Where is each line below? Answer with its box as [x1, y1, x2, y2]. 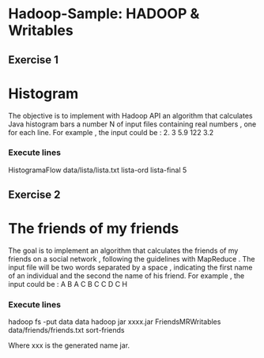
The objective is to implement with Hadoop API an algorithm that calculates [8, 111, 253, 120]
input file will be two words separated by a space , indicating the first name [8, 262, 253, 273]
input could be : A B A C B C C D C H [8, 280, 128, 289]
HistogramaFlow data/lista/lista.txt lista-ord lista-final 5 [8, 165, 187, 175]
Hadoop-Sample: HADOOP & [8, 5, 200, 23]
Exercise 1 [8, 53, 59, 66]
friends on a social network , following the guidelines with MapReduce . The [8, 254, 255, 264]
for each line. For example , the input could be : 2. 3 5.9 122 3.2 [8, 127, 214, 137]
